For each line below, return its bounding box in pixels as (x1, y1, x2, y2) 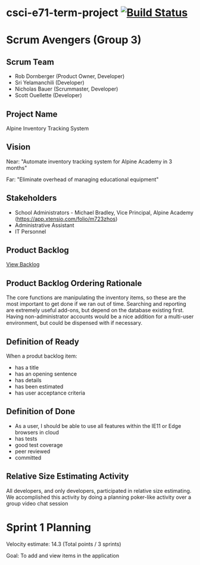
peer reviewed (14, 448, 51, 455)
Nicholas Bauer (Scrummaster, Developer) (14, 85, 118, 92)
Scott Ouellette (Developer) (14, 92, 82, 99)
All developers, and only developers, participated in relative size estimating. (6, 487, 192, 494)
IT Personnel (14, 228, 46, 235)
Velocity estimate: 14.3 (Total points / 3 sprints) (6, 540, 121, 548)
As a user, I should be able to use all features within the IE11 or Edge (14, 422, 182, 429)
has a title (14, 364, 39, 371)
